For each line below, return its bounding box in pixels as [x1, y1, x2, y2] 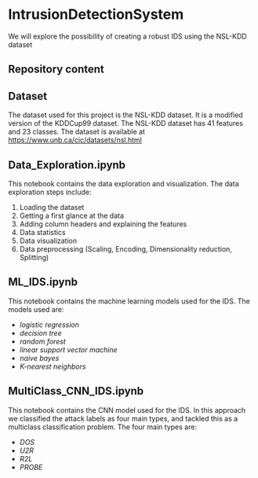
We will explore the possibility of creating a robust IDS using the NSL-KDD [8, 31, 247, 41]
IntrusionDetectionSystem [8, 6, 184, 24]
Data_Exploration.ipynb [8, 158, 126, 171]
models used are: [8, 304, 64, 314]
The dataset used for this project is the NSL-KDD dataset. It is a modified [8, 110, 243, 119]
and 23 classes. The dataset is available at [8, 127, 145, 137]
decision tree [19, 328, 62, 337]
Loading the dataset [19, 202, 85, 211]
